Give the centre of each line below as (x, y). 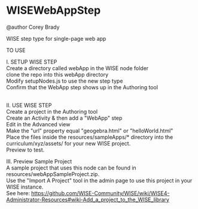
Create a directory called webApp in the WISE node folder (77, 68)
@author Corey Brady (33, 27)
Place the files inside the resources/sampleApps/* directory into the (90, 137)
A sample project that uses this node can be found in (71, 168)
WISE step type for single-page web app (56, 38)
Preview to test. (25, 150)
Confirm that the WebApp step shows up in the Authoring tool (82, 87)
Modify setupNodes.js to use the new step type (65, 81)
